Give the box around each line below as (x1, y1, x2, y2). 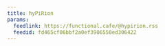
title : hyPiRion (7, 9, 54, 17)
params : (7, 16, 30, 23)
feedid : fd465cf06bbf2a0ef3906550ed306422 (13, 28, 137, 36)
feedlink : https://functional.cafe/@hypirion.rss (13, 22, 158, 29)
